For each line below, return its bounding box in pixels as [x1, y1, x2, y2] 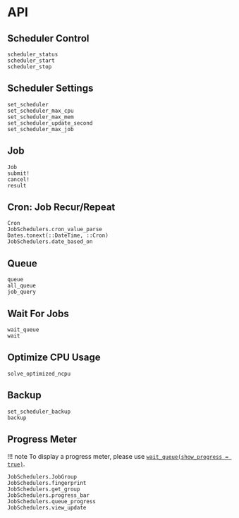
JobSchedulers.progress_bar [7, 491, 90, 499]
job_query [7, 288, 37, 296]
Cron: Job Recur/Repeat [7, 202, 116, 214]
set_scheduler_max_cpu [7, 107, 74, 114]
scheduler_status [7, 51, 59, 58]
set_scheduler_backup [7, 408, 71, 415]
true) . [7, 460, 25, 468]
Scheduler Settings [7, 82, 94, 94]
